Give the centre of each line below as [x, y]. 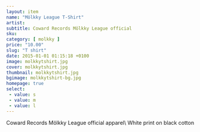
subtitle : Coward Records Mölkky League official [69, 28]
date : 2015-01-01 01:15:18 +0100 [48, 56]
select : [16, 89]
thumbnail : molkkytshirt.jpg [42, 73]
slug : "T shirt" [26, 51]
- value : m [22, 100]
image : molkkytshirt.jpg [37, 61]
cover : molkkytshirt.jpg [37, 67]
